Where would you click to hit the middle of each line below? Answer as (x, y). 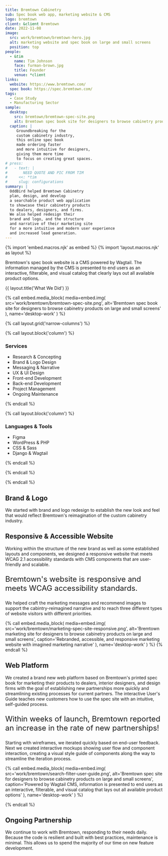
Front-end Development (37, 378)
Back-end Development (37, 383)
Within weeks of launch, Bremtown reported (83, 719)
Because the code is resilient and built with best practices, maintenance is (81, 837)
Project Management (34, 389)
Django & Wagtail (30, 453)
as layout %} (18, 253)
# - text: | (20, 168)
